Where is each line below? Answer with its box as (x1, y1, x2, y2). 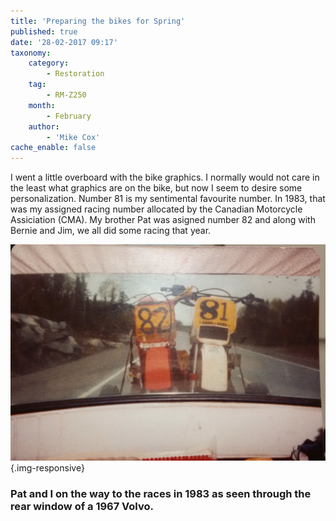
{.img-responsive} (10, 461, 85, 474)
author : (28, 121, 60, 132)
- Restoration (46, 69, 105, 79)
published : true (10, 26, 78, 37)
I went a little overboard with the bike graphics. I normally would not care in (10, 171, 320, 184)
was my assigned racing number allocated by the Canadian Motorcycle (10, 203, 303, 215)
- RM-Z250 (46, 90, 87, 100)
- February (46, 111, 92, 121)
